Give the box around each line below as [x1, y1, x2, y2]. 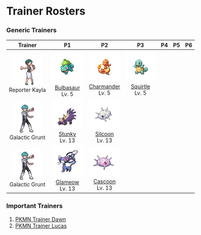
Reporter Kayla [8, 86, 47, 94]
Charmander [88, 83, 120, 90]
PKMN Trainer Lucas [15, 222, 67, 229]
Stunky [58, 131, 77, 138]
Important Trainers [6, 202, 63, 210]
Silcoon [95, 131, 114, 138]
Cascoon [93, 177, 116, 185]
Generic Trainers [6, 26, 57, 35]
